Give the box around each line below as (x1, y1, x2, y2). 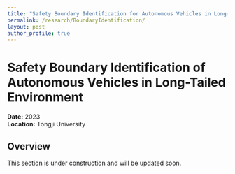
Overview (7, 140, 51, 152)
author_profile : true (7, 29, 71, 37)
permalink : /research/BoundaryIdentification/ (7, 17, 145, 24)
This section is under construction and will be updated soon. (7, 159, 182, 167)
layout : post (7, 23, 45, 30)
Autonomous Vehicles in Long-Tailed (7, 75, 226, 91)
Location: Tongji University (7, 120, 86, 129)
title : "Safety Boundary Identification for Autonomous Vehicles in (7, 10, 211, 17)
